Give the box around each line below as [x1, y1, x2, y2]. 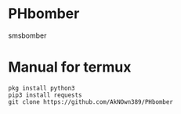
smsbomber [8, 31, 47, 40]
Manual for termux [8, 58, 132, 76]
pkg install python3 [8, 84, 76, 92]
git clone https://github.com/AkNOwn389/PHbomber [8, 97, 174, 106]
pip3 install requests [8, 91, 82, 99]
